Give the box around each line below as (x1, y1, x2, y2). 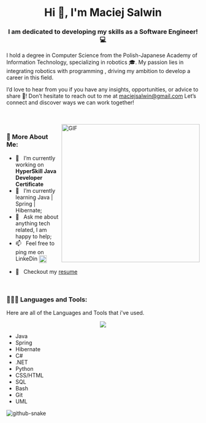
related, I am (15, 226, 47, 233)
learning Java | (15, 193, 53, 201)
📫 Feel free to (15, 239, 55, 247)
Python (15, 365, 34, 373)
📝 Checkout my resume (15, 268, 78, 275)
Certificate (15, 180, 44, 188)
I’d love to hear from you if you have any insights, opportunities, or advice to (6, 86, 199, 93)
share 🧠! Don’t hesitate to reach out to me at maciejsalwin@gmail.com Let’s (6, 92, 196, 100)
